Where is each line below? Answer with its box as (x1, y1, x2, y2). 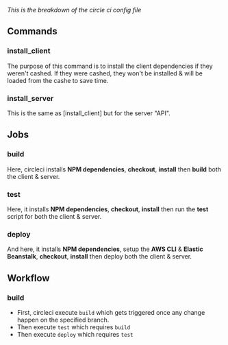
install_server (7, 93, 54, 103)
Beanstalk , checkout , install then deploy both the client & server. (7, 252, 192, 261)
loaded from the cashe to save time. (7, 76, 109, 84)
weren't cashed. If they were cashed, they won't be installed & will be (7, 69, 203, 78)
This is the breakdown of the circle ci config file (7, 6, 142, 14)
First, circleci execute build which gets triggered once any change (16, 308, 205, 316)
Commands (7, 25, 58, 37)
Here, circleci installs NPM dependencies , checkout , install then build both (7, 165, 221, 174)
